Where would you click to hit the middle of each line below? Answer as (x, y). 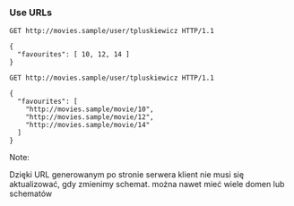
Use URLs (30, 13)
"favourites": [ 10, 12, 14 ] (73, 55)
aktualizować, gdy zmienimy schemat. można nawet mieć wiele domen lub (147, 185)
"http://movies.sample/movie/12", (90, 117)
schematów (30, 193)
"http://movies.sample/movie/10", (90, 109)
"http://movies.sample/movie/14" (88, 125)
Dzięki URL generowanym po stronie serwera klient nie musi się (127, 175)
